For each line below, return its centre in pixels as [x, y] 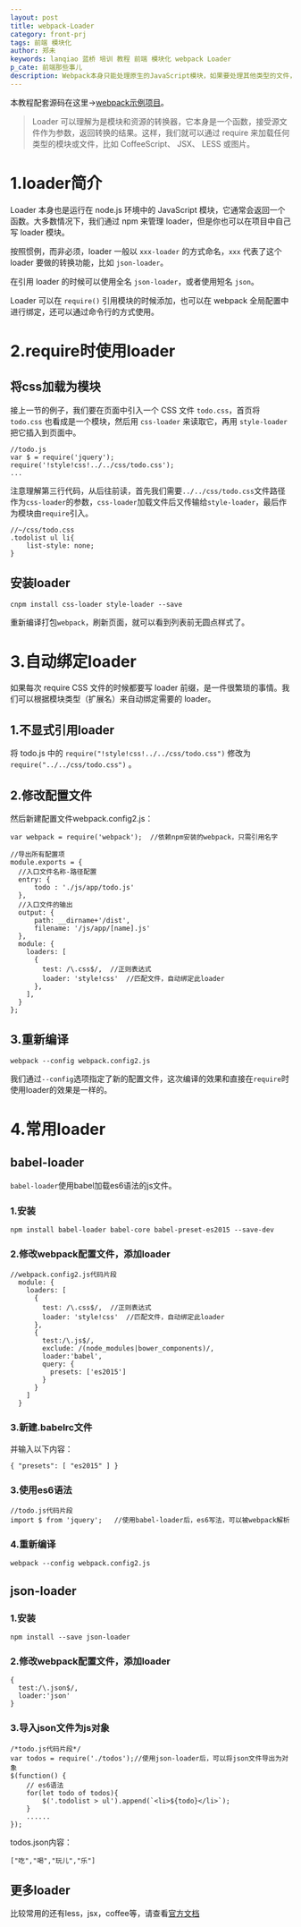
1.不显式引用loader [63, 730]
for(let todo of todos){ [72, 1793]
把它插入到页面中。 [46, 432]
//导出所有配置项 [38, 855]
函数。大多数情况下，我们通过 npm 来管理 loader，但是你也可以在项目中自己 [150, 221]
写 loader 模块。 [40, 232]
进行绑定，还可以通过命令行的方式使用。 [84, 311]
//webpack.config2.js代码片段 [63, 1275]
